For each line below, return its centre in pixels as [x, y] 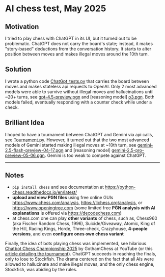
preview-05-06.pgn [25, 155]
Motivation [22, 27]
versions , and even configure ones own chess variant [68, 234]
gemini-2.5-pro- [128, 150]
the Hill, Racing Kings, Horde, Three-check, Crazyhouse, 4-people [80, 229]
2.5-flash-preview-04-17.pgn [34, 150]
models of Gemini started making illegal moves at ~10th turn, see [71, 145]
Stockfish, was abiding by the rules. [41, 270]
